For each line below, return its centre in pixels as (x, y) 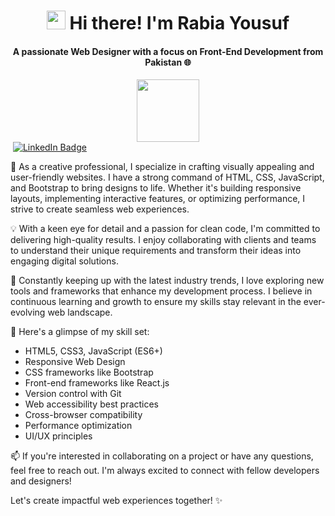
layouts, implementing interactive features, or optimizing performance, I (158, 199)
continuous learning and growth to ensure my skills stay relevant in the (156, 302)
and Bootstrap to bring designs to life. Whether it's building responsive (156, 188)
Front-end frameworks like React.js (97, 383)
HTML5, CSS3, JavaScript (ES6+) (93, 351)
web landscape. (80, 312)
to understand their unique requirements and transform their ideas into (156, 251)
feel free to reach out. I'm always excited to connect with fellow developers (165, 471)
